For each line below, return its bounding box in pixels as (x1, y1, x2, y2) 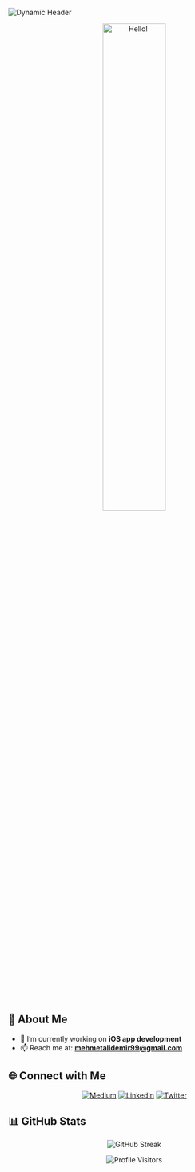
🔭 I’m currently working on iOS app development (19, 1034, 182, 1043)
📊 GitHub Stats (8, 1114, 86, 1128)
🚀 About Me (8, 1013, 68, 1026)
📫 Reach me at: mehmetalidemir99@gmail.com (19, 1042, 183, 1052)
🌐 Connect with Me (8, 1069, 106, 1083)
